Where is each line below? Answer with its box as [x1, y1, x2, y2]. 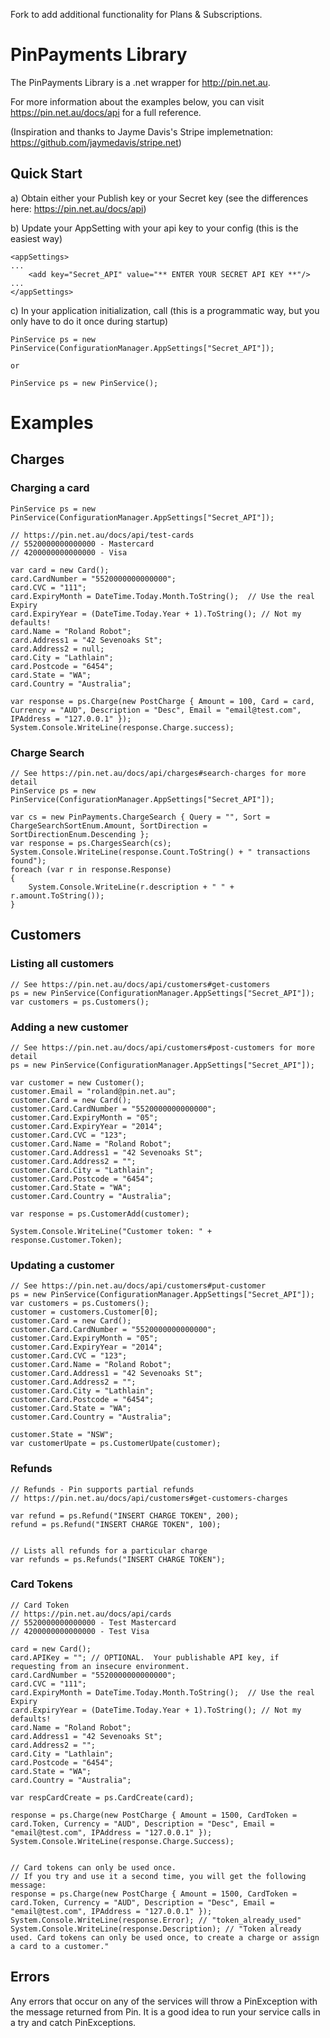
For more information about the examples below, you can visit [10, 95, 265, 108]
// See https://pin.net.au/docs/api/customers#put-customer [10, 1281, 267, 1291]
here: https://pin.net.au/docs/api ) [10, 202, 147, 214]
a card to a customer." [10, 1941, 110, 1951]
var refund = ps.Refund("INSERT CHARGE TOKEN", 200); [10, 1510, 240, 1521]
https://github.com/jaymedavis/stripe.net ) [10, 136, 182, 148]
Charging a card [10, 481, 90, 495]
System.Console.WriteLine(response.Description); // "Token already [10, 1924, 302, 1934]
